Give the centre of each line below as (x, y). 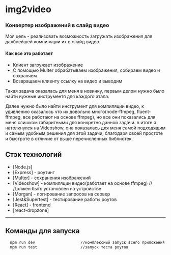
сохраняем (25, 75)
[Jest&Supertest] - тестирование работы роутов (65, 199)
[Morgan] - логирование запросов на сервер (61, 194)
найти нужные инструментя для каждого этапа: (57, 96)
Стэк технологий (34, 154)
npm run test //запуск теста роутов (69, 247)
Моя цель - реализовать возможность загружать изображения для (79, 36)
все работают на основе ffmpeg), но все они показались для (89, 117)
